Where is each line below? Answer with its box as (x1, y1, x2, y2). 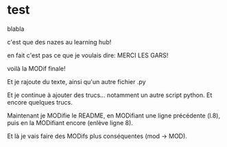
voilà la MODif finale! (7, 64, 67, 72)
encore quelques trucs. (7, 98, 73, 106)
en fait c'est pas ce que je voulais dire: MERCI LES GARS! (7, 51, 169, 59)
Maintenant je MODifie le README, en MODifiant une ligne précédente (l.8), (7, 111, 221, 120)
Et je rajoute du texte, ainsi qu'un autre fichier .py (7, 77, 146, 85)
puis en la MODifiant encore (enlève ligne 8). (7, 118, 134, 126)
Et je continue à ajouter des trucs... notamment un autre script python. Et (7, 91, 213, 99)
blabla (7, 25, 25, 33)
